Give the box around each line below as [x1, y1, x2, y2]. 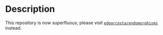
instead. [5, 25, 22, 31]
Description [5, 3, 55, 15]
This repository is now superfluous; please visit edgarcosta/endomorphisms [5, 20, 158, 26]
